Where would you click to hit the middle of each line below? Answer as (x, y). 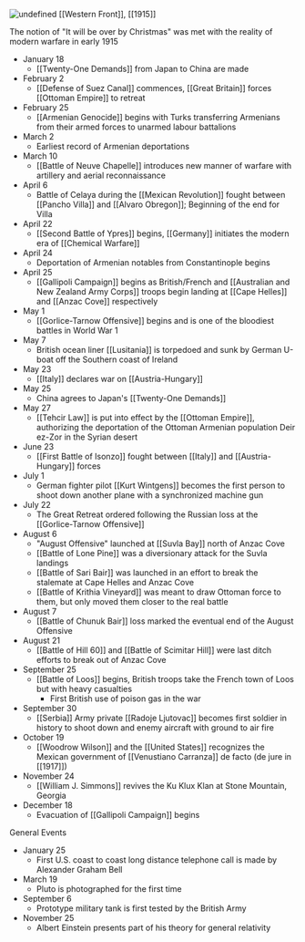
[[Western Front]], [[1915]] (107, 14)
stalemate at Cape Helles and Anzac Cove (115, 582)
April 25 (37, 272)
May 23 (37, 369)
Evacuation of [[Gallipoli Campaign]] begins (118, 815)
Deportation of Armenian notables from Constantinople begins (153, 263)
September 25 (50, 669)
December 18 (47, 805)
